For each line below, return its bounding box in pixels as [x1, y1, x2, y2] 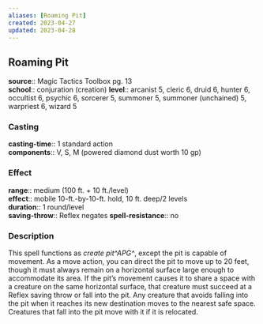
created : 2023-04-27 [8, 19, 77, 27]
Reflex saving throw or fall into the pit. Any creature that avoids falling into [8, 290, 249, 300]
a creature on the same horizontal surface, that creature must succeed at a [8, 282, 253, 292]
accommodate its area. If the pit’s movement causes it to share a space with [8, 273, 256, 283]
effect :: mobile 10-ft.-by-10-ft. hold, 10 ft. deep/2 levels [8, 194, 188, 203]
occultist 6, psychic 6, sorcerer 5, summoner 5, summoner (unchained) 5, [8, 93, 247, 103]
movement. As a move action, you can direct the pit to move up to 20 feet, [8, 257, 250, 266]
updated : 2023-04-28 [8, 26, 77, 34]
